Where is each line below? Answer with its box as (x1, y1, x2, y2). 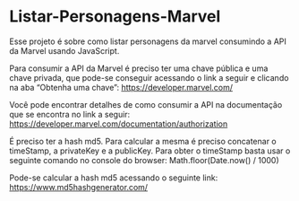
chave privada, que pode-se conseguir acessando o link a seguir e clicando (9, 72, 289, 83)
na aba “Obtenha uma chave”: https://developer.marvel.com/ (9, 82, 234, 92)
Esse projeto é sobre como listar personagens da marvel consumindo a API (9, 36, 286, 47)
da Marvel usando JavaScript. (9, 45, 120, 56)
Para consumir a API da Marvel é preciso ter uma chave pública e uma (9, 63, 269, 74)
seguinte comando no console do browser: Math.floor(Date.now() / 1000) (9, 154, 279, 165)
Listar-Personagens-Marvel (9, 6, 221, 27)
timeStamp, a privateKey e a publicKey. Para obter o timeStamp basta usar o (9, 145, 291, 156)
